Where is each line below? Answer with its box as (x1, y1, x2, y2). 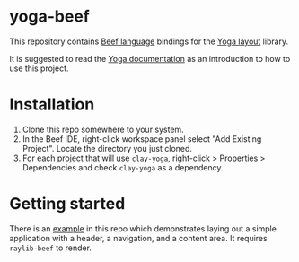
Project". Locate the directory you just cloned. (22, 143, 193, 153)
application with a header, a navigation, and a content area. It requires (9, 232, 268, 243)
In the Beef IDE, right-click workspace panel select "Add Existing (22, 133, 262, 144)
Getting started (9, 194, 126, 214)
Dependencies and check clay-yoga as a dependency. (22, 162, 224, 172)
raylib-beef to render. (9, 242, 92, 253)
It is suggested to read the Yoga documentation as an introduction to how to (9, 53, 291, 64)
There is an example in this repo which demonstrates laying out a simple (9, 223, 277, 234)
